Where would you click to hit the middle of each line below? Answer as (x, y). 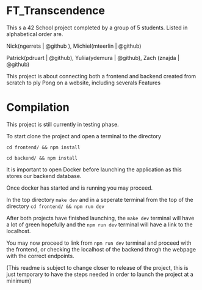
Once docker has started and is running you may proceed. (80, 188)
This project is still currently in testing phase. (63, 124)
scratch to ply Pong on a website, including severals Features (83, 83)
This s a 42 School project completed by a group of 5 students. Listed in (97, 28)
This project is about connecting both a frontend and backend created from (101, 76)
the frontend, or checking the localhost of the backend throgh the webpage (101, 249)
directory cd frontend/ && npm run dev (56, 206)
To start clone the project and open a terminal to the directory (84, 136)
